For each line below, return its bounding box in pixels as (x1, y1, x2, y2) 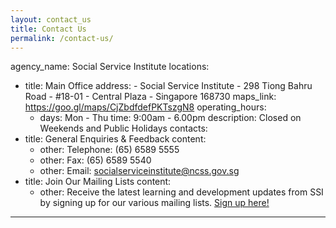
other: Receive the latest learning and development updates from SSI (39, 186, 324, 198)
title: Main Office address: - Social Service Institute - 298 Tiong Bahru (24, 80, 313, 92)
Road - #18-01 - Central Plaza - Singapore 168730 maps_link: (24, 91, 277, 103)
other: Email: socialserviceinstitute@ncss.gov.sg (39, 165, 240, 177)
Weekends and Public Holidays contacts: (39, 122, 208, 135)
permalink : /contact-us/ (10, 33, 114, 43)
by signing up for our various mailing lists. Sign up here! (39, 197, 270, 209)
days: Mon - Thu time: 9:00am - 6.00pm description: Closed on (39, 112, 302, 124)
